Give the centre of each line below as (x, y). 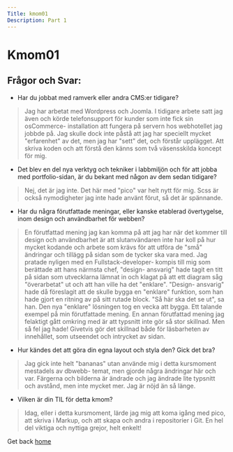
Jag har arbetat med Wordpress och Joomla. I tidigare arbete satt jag (123, 111)
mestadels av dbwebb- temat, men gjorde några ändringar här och (120, 371)
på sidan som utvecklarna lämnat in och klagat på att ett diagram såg (123, 276)
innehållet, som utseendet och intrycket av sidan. (95, 336)
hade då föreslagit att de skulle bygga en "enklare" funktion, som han (124, 292)
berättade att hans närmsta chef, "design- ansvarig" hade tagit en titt (123, 269)
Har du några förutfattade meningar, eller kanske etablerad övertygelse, (120, 211)
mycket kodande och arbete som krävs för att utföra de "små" (113, 247)
